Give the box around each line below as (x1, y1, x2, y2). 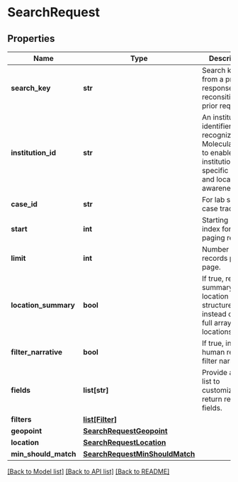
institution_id (11, 148, 57, 157)
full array (201, 318, 232, 327)
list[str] (83, 386, 109, 395)
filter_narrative (11, 347, 62, 357)
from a (201, 74, 224, 84)
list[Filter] (83, 415, 118, 424)
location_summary (11, 301, 76, 310)
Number (201, 245, 229, 254)
